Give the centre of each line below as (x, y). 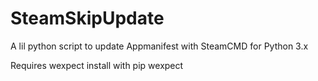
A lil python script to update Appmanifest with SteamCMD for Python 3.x (159, 46)
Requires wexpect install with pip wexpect (97, 65)
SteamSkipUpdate (87, 18)
